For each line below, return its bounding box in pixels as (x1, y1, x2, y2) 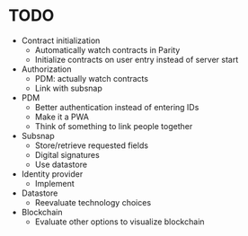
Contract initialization (21, 35, 101, 46)
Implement (34, 178, 75, 188)
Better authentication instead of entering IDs (34, 101, 199, 112)
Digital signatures (34, 149, 100, 160)
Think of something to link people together (34, 120, 193, 131)
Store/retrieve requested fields (34, 140, 149, 151)
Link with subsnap (34, 83, 102, 93)
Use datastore (34, 159, 87, 170)
